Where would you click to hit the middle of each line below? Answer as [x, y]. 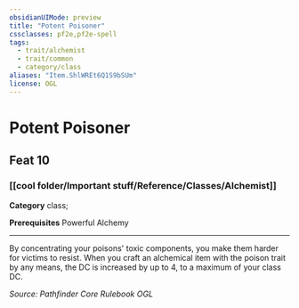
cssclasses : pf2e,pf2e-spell [63, 34]
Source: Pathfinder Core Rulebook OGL [81, 294]
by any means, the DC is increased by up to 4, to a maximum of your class [145, 267]
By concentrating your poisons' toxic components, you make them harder [144, 248]
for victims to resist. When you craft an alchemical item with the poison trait [148, 257]
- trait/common [45, 59]
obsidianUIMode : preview [55, 17]
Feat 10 [30, 161]
